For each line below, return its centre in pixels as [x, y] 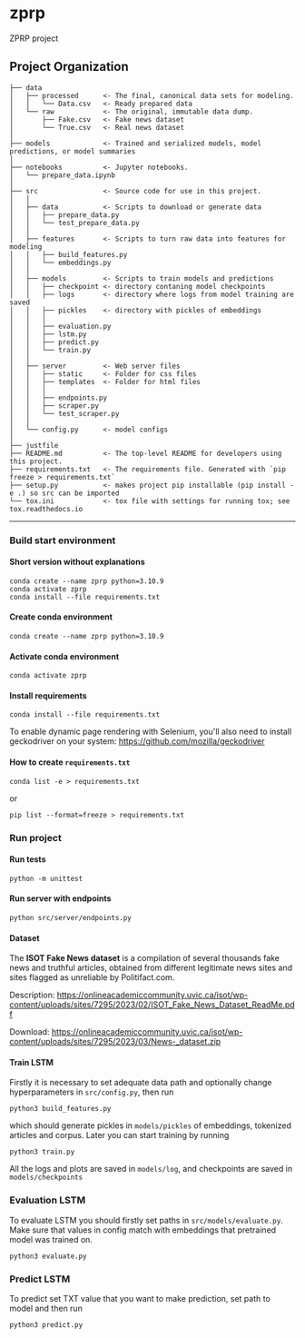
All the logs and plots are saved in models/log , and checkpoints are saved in [151, 1169]
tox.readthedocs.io [46, 509]
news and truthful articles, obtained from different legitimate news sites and [151, 968]
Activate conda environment [64, 656]
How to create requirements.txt [70, 762]
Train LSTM [32, 1062]
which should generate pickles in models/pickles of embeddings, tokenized [151, 1125]
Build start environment [63, 540]
